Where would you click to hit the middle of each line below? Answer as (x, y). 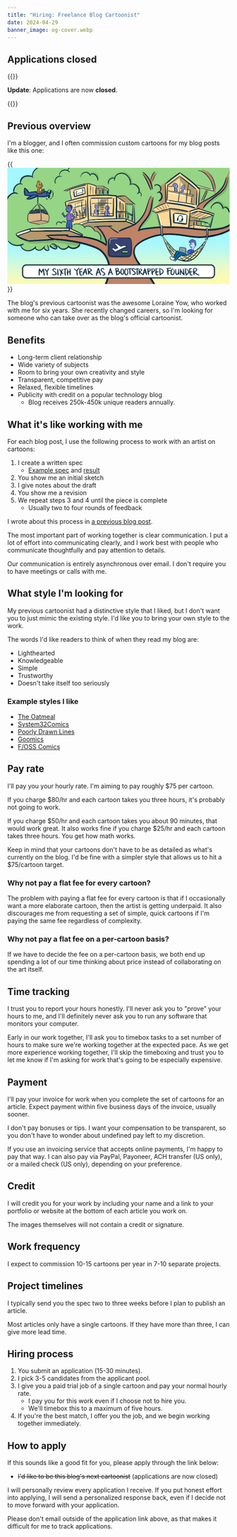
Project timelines (45, 1286)
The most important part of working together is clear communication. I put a (118, 535)
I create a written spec (50, 462)
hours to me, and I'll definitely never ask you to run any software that (107, 1016)
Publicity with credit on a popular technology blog (90, 395)
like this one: (26, 151)
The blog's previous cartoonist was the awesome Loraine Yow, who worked (117, 303)
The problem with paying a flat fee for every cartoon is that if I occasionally (116, 898)
